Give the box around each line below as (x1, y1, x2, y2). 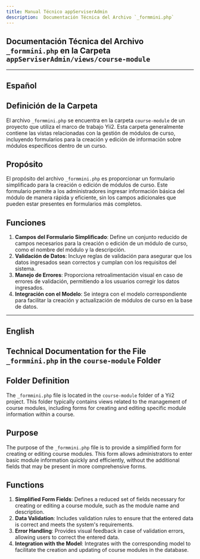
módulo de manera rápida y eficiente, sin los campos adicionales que (6, 194, 177, 201)
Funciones (6, 218, 46, 228)
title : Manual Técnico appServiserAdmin (6, 8, 108, 15)
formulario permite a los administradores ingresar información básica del (6, 188, 185, 195)
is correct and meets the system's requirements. (14, 521, 134, 528)
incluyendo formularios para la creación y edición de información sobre (6, 135, 182, 143)
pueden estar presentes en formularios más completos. (6, 200, 142, 207)
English (6, 326, 35, 336)
